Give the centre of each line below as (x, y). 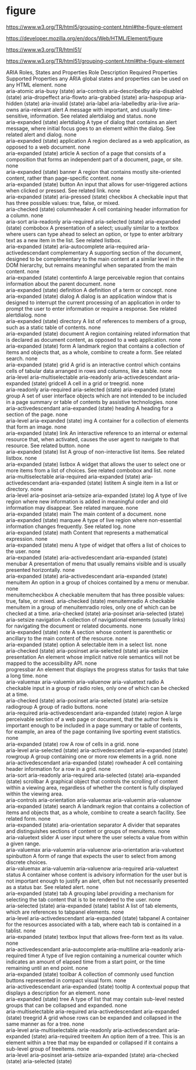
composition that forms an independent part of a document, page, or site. (94, 159)
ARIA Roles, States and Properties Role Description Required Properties (92, 72)
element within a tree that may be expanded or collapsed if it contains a (92, 1042)
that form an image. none (36, 427)
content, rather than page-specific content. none (65, 178)
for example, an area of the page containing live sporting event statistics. (94, 731)
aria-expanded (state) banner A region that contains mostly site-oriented (93, 172)
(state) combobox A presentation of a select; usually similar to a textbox (92, 228)
